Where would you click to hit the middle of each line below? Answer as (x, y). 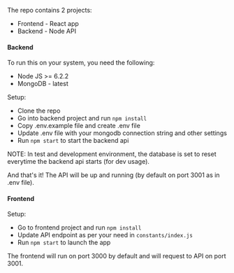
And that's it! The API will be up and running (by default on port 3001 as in (114, 175)
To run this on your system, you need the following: (81, 63)
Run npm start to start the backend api (73, 141)
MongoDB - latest (43, 84)
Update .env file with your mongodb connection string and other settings (122, 133)
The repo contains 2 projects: (50, 10)
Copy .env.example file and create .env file (79, 126)
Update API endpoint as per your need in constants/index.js (105, 235)
